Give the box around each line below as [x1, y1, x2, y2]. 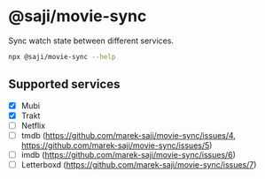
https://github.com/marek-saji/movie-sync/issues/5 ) [20, 139, 213, 151]
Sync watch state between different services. [8, 35, 175, 46]
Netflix [20, 120, 46, 131]
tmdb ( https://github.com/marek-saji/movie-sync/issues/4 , [20, 130, 237, 140]
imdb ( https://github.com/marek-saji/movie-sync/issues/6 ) [20, 149, 237, 160]
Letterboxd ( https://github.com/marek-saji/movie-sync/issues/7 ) [20, 159, 257, 169]
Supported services [8, 77, 121, 92]
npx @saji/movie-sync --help [8, 52, 116, 61]
